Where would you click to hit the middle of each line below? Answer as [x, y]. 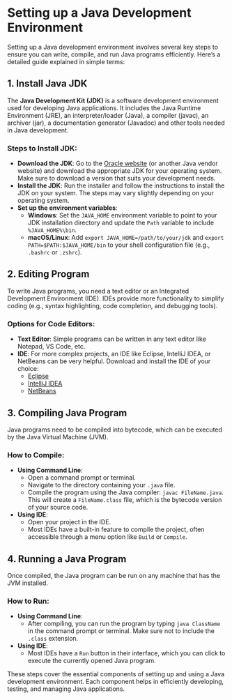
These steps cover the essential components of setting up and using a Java [116, 674]
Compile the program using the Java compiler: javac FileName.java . [126, 492]
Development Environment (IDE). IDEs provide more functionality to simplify [116, 298]
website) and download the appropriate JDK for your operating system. [119, 171]
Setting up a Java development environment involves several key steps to [113, 47]
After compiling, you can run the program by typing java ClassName [124, 624]
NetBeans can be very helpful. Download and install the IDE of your [114, 361]
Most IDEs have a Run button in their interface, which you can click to [126, 653]
